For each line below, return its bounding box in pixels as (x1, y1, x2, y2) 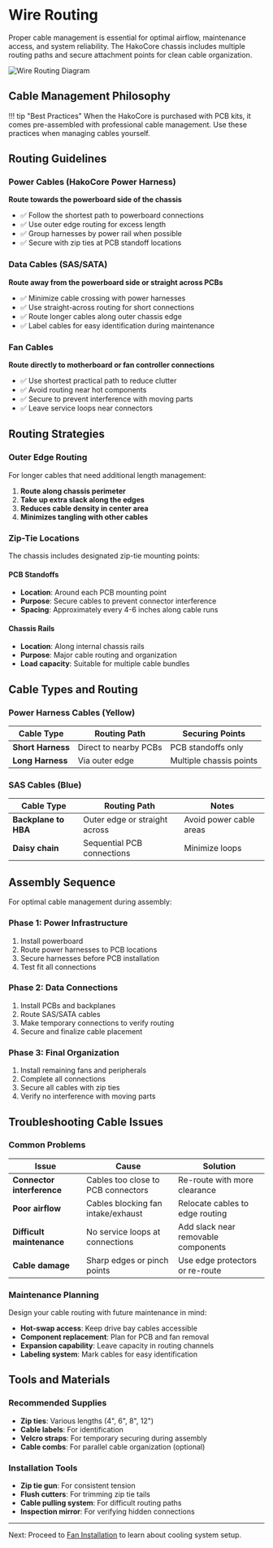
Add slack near (178, 1221, 236, 1232)
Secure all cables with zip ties (19, 1083, 120, 1093)
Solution (202, 1160, 236, 1172)
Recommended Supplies (8, 1397, 107, 1409)
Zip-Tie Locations (8, 532, 80, 543)
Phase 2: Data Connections (8, 982, 119, 993)
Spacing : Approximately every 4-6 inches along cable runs (19, 605, 219, 615)
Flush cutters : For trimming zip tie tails (19, 1489, 150, 1499)
